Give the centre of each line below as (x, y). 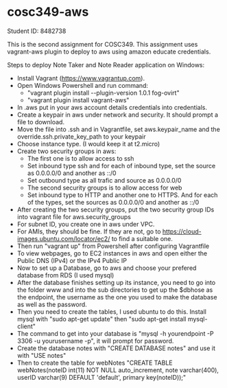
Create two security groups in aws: (67, 151)
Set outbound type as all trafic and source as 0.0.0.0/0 (104, 180)
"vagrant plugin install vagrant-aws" (78, 100)
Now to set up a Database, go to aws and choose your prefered (107, 268)
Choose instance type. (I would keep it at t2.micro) (88, 144)
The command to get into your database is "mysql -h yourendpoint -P (115, 333)
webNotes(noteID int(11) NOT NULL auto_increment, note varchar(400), (118, 370)
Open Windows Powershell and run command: (83, 85)
